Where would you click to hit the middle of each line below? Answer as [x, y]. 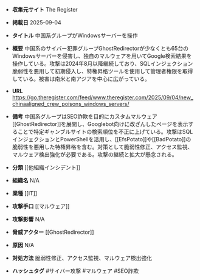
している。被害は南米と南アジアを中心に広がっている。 [81, 79]
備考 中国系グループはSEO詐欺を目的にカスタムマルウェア [84, 116]
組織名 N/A [26, 180]
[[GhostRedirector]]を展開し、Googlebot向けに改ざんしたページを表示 [100, 124]
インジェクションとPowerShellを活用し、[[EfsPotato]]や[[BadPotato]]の [102, 139]
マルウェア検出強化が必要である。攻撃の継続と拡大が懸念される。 [95, 154]
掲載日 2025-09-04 [37, 23]
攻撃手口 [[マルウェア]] [41, 206]
